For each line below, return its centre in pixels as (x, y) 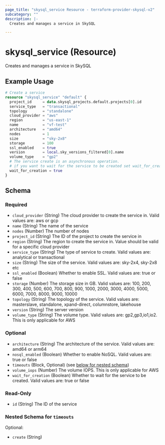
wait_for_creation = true (36, 171)
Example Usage (29, 81)
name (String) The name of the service (50, 226)
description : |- (22, 19)
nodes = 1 (29, 134)
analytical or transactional (38, 258)
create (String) (27, 437)
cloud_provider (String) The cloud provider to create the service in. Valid (86, 216)
